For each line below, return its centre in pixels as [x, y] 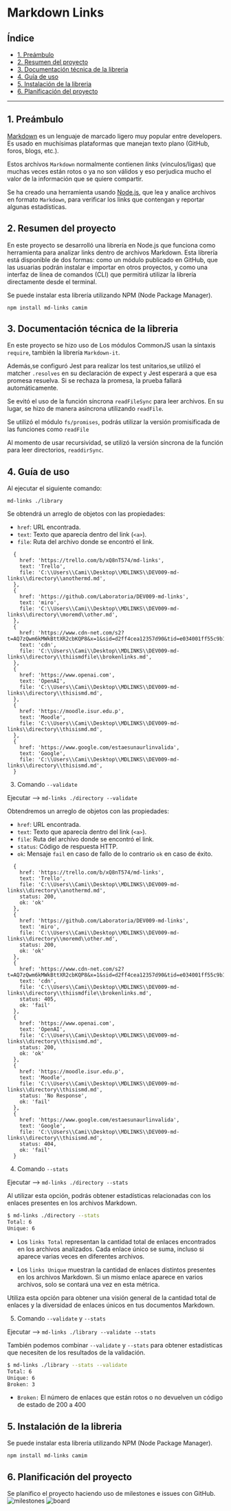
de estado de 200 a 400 [51, 1405]
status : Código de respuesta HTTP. [67, 847]
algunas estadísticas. [37, 207]
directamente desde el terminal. [52, 281]
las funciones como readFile [48, 430]
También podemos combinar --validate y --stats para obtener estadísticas [115, 1345]
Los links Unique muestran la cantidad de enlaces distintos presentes [116, 1270]
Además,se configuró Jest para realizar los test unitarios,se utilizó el [104, 366]
